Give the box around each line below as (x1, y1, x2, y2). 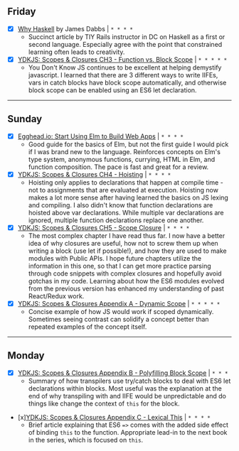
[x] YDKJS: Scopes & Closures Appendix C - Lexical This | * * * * (17, 413, 211, 421)
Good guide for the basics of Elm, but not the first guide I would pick (28, 140, 229, 148)
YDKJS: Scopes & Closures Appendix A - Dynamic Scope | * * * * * (17, 299, 221, 308)
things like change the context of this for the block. (28, 399, 180, 408)
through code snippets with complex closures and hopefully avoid (28, 269, 222, 278)
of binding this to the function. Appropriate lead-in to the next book (28, 428, 228, 436)
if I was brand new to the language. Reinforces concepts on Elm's (28, 147, 221, 156)
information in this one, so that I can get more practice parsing (28, 261, 211, 270)
